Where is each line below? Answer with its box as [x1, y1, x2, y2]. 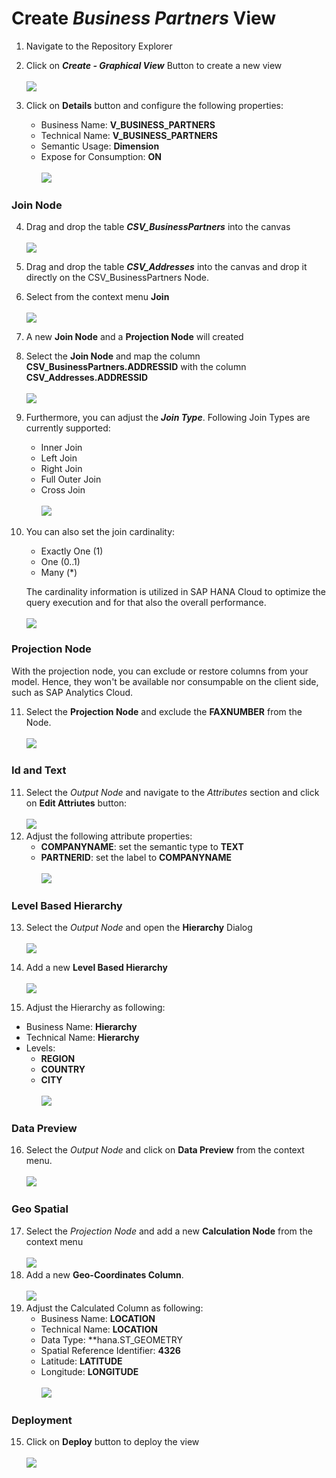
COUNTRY [40, 1063, 86, 1076]
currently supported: [25, 422, 111, 434]
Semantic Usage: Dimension [40, 140, 160, 152]
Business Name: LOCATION [40, 1312, 156, 1324]
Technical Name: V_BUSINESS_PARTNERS [40, 129, 218, 141]
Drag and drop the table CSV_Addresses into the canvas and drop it [25, 261, 308, 273]
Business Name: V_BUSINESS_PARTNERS [40, 118, 216, 131]
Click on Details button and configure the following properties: [25, 99, 284, 111]
